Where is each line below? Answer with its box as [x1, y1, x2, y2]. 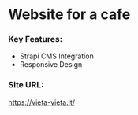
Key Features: [8, 34, 63, 45]
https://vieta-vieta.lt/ [8, 97, 76, 107]
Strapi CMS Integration [19, 51, 95, 61]
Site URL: [8, 80, 45, 91]
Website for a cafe [8, 6, 131, 24]
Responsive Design [19, 60, 83, 69]
